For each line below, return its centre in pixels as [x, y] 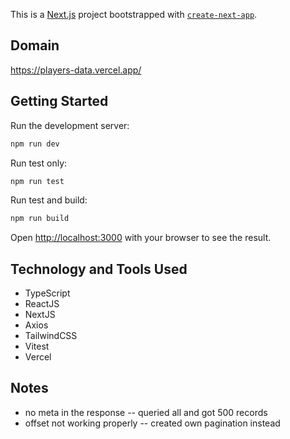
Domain [35, 45]
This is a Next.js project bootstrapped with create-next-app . [134, 14]
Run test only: [39, 163]
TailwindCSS [51, 336]
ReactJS [42, 304]
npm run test [37, 181]
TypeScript [47, 293]
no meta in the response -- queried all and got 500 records [146, 412]
